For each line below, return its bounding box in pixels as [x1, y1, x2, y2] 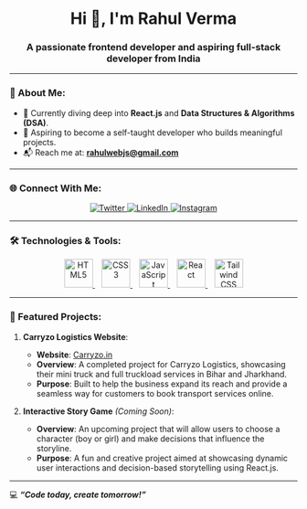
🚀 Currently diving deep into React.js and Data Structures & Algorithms [22, 107, 295, 118]
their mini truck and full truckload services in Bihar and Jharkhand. [36, 368, 288, 379]
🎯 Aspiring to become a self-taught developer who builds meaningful [22, 127, 283, 138]
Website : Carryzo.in [36, 349, 113, 360]
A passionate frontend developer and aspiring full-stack [26, 41, 281, 54]
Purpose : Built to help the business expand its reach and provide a [36, 378, 288, 389]
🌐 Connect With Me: [9, 182, 102, 195]
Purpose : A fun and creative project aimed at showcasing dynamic [36, 452, 289, 463]
